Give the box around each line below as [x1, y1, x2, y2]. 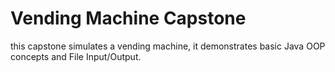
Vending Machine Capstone [10, 7, 247, 30]
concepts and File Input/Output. [10, 50, 142, 62]
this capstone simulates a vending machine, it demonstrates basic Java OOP [10, 40, 326, 52]
